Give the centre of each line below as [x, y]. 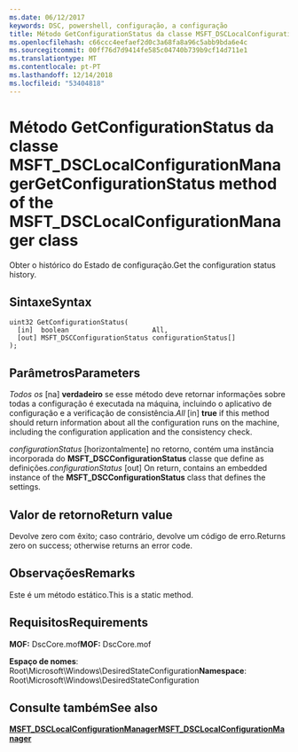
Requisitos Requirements [79, 623]
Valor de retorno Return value [91, 515]
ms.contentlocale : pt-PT [55, 67]
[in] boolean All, [93, 330]
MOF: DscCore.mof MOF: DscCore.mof [80, 644]
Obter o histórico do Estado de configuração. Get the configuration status [143, 265]
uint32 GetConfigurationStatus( [69, 323]
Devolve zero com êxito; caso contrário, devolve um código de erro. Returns [148, 536]
